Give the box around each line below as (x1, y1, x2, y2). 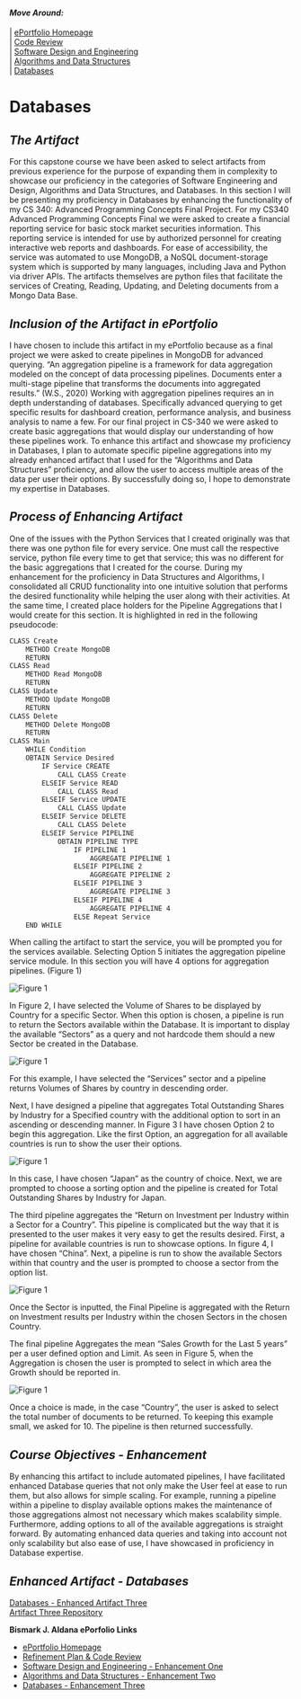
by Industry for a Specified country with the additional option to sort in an (9, 1110, 281, 1121)
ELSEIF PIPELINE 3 (73, 879, 143, 888)
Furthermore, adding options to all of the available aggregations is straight (9, 1519, 284, 1530)
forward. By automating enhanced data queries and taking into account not (9, 1528, 288, 1539)
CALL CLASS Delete (57, 821, 127, 830)
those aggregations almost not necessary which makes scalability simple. (9, 1509, 282, 1520)
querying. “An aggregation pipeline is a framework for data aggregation (9, 360, 273, 370)
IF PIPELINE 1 (73, 845, 127, 854)
